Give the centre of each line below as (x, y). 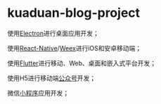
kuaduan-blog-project (74, 13)
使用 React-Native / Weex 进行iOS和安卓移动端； (75, 48)
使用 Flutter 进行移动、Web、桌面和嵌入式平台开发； (82, 63)
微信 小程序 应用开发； (38, 93)
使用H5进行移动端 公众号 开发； (52, 78)
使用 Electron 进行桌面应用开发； (53, 33)
